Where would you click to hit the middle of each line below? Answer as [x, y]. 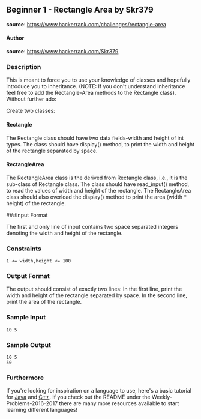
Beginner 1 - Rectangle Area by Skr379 [80, 10]
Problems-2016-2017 [32, 403]
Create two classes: [31, 111]
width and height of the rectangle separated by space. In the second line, [97, 295]
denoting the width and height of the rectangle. [64, 233]
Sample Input [26, 318]
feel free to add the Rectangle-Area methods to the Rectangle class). [91, 93]
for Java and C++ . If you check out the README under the [79, 397]
